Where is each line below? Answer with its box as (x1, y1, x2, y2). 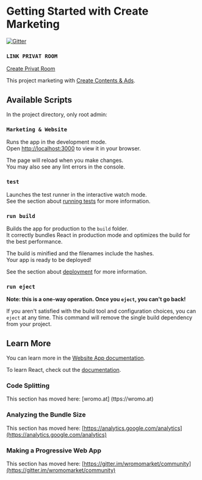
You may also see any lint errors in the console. (6, 163, 125, 170)
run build (6, 213, 35, 219)
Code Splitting (6, 381, 50, 390)
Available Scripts (6, 95, 72, 105)
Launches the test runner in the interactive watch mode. (6, 191, 148, 198)
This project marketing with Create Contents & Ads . (6, 77, 135, 84)
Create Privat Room (6, 65, 56, 73)
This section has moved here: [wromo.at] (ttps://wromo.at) (6, 395, 154, 402)
